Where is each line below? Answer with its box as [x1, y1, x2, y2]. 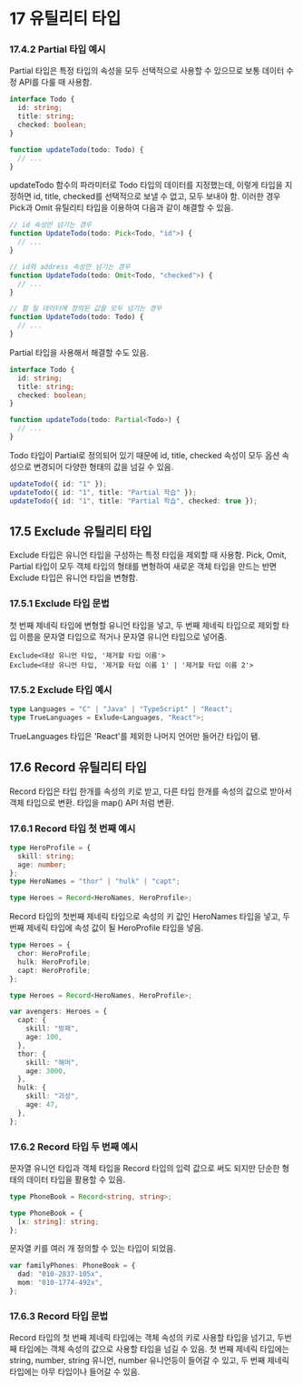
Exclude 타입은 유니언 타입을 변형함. [9, 572, 139, 583]
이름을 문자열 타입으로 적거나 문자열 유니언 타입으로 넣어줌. [18, 631, 228, 642]
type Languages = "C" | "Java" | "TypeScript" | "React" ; [9, 705, 233, 714]
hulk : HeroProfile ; [17, 957, 92, 967]
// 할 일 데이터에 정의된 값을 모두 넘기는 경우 [9, 304, 162, 314]
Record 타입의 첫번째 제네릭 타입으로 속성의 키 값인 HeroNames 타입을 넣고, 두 [9, 911, 290, 922]
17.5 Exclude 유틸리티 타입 [9, 524, 152, 539]
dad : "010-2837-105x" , [17, 1270, 103, 1279]
